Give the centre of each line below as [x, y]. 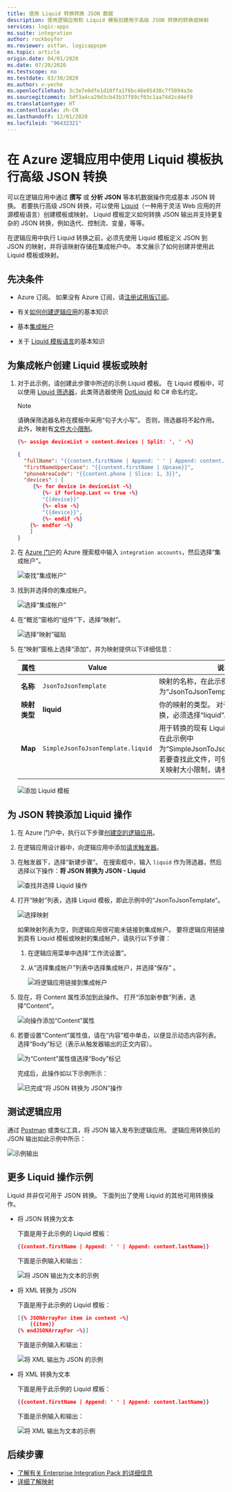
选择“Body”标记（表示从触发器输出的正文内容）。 [86, 1044]
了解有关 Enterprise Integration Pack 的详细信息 [85, 1473]
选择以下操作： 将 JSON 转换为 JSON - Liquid [81, 871]
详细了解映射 [35, 1481]
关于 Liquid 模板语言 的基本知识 [61, 341]
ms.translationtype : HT [41, 104]
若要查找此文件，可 [190, 759]
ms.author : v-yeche [35, 85]
